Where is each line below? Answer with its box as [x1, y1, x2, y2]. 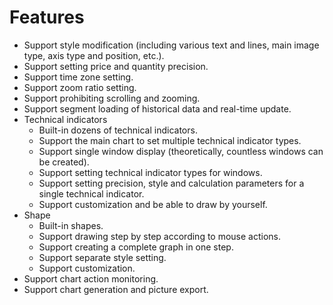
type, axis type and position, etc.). [23, 49, 165, 61]
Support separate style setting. [38, 251, 167, 263]
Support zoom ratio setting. [23, 81, 137, 93]
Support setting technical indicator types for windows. [38, 166, 263, 178]
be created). [38, 156, 90, 168]
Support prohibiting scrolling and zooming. [23, 92, 201, 104]
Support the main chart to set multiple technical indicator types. [38, 134, 302, 146]
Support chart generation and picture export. [23, 283, 209, 295]
